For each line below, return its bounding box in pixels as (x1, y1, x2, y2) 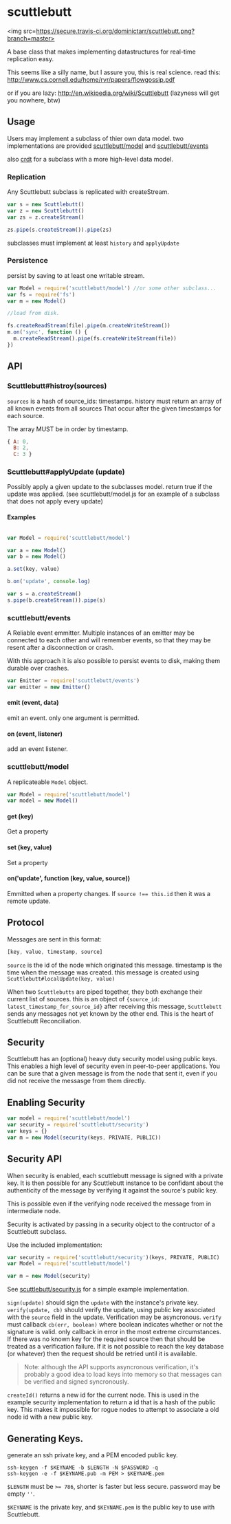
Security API (7, 1153, 62, 1165)
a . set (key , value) (7, 565, 60, 573)
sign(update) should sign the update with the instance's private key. (7, 1298, 199, 1307)
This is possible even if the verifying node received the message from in (7, 1199, 212, 1208)
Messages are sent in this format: (7, 935, 102, 943)
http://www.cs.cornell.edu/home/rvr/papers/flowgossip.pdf (7, 75, 175, 83)
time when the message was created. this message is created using (7, 968, 199, 977)
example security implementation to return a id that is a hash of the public (7, 1398, 216, 1406)
